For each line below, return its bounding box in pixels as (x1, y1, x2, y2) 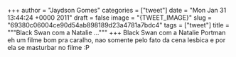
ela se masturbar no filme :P (7, 44, 90, 51)
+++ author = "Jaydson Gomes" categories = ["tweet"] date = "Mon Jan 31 (7, 6, 227, 14)
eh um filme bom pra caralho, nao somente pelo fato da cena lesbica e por (7, 36, 226, 44)
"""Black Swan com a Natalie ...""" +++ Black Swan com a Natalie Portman (7, 28, 226, 37)
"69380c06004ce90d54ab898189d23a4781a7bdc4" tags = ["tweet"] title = (7, 21, 230, 29)
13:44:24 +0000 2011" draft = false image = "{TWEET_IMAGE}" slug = (7, 13, 212, 22)
